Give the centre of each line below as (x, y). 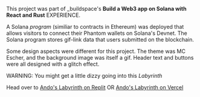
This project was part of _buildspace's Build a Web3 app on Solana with (96, 9)
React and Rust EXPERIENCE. (43, 15)
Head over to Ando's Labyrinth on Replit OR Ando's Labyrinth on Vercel (95, 87)
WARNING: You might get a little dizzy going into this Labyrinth (84, 76)
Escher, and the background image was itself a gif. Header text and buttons (100, 58)
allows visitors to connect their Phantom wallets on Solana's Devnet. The (97, 33)
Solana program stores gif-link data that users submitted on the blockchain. (100, 39)
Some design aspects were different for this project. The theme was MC (96, 51)
